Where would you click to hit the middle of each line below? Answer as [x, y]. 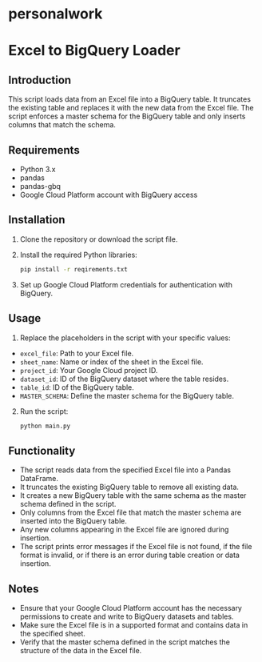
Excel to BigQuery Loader [95, 51]
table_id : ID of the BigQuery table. [77, 387]
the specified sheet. [53, 634]
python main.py [45, 426]
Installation [37, 220]
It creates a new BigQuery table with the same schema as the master [133, 495]
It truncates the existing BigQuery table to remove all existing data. [129, 487]
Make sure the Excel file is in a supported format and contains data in [134, 625]
